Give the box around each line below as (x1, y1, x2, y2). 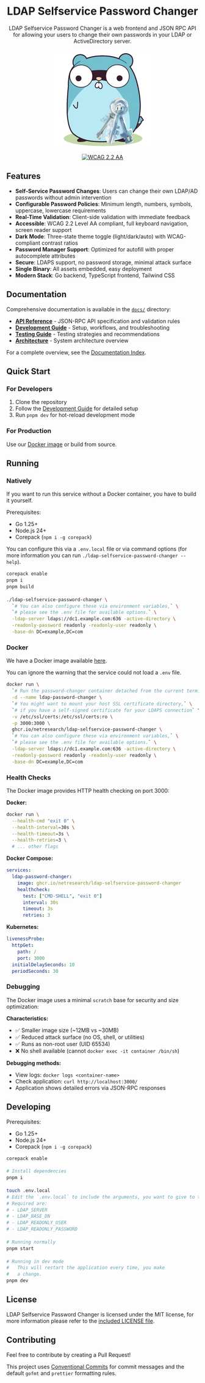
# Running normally (6, 1239, 56, 1245)
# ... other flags (12, 843, 59, 850)
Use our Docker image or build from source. (6, 441, 117, 448)
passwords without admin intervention (15, 193, 112, 201)
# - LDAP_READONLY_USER (6, 1219, 67, 1226)
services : (6, 867, 32, 873)
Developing (6, 1102, 51, 1112)
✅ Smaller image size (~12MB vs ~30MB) (15, 1027, 119, 1034)
